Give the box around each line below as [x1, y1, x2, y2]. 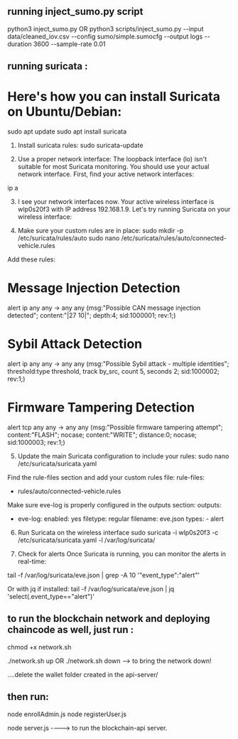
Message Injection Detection [7, 280, 180, 296]
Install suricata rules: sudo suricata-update [17, 141, 144, 150]
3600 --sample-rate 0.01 [33, 39, 106, 48]
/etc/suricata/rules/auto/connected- [121, 234, 227, 242]
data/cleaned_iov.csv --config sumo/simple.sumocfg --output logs [7, 32, 203, 41]
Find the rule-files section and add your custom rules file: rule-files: [7, 473, 205, 482]
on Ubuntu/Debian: [7, 104, 122, 120]
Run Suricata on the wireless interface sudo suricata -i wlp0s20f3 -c [17, 528, 219, 536]
